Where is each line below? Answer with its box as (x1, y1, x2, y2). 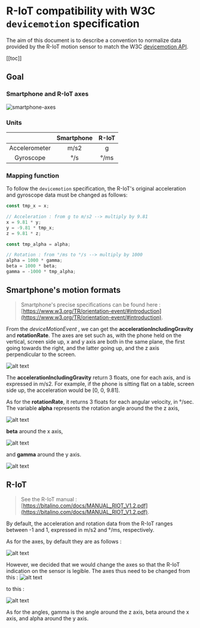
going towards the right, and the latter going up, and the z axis (6, 344, 159, 351)
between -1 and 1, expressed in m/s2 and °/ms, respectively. (6, 526, 155, 533)
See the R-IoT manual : (20, 495, 78, 503)
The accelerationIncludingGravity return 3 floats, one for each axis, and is (6, 373, 191, 381)
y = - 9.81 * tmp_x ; (6, 225, 55, 231)
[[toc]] (6, 54, 22, 62)
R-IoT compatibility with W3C (6, 4, 156, 18)
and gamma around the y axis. (6, 451, 82, 458)
